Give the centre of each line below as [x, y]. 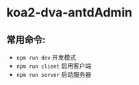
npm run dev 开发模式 [46, 57]
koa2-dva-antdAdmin [69, 13]
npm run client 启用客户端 [54, 66]
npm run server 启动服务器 [54, 74]
